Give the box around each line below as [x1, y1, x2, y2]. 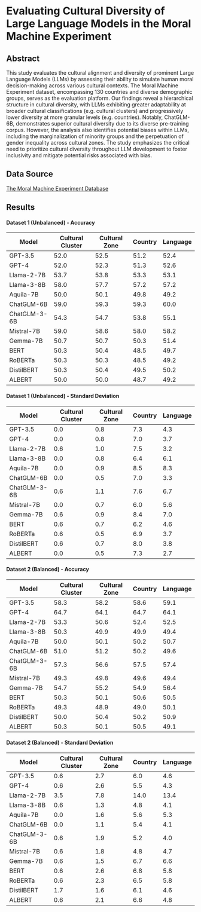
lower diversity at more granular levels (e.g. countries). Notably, [6, 114, 163, 121]
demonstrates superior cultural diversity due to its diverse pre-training [16, 120, 190, 127]
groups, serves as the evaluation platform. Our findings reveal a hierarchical [6, 94, 193, 102]
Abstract [6, 53, 40, 63]
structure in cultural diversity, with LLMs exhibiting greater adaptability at [6, 101, 187, 108]
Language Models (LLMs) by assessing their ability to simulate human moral [6, 76, 194, 82]
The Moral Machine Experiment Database [6, 185, 109, 192]
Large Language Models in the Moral [6, 17, 191, 30]
